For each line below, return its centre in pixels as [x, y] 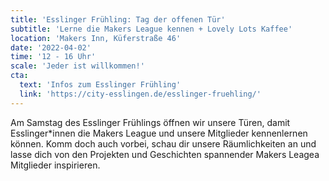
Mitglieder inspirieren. [55, 165]
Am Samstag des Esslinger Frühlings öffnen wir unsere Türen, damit [150, 122]
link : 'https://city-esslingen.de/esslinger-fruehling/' [140, 94]
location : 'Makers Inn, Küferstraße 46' [96, 38]
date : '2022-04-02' [51, 47]
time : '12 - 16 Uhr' [53, 57]
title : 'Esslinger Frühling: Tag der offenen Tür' [118, 19]
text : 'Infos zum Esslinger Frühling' [100, 85]
